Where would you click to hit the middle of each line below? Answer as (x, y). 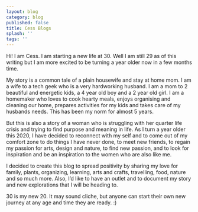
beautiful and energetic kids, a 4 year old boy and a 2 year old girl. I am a (95, 93)
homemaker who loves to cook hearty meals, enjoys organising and (88, 99)
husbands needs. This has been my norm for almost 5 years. (80, 111)
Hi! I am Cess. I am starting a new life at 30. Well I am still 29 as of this (91, 56)
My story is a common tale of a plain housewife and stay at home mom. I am (99, 80)
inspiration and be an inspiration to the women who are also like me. (89, 154)
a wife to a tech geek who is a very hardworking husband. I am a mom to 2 (97, 86)
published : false (27, 23)
